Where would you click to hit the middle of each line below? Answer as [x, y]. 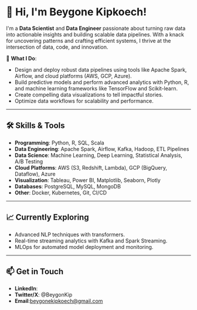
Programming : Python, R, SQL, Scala [59, 143]
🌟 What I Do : [21, 58]
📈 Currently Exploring [47, 218]
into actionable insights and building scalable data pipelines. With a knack [95, 34]
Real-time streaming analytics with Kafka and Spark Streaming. [91, 241]
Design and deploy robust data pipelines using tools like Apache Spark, [101, 69]
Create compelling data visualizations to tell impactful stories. [89, 95]
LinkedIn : [26, 289]
